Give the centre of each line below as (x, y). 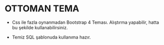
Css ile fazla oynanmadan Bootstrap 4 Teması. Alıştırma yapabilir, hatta (86, 22)
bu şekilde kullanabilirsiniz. (40, 27)
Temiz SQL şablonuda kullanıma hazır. (51, 37)
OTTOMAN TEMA (42, 9)
